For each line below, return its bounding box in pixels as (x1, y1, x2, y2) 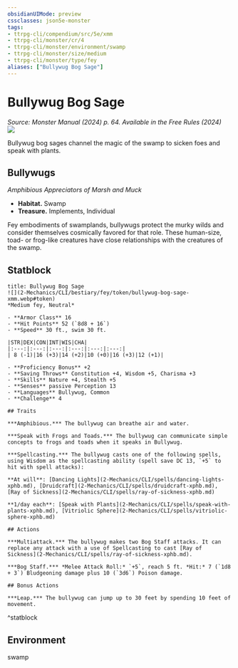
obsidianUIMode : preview (7, 10, 81, 18)
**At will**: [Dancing (7, 476, 75, 484)
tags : (7, 24, 24, 31)
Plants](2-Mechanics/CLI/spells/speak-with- (96, 501, 232, 508)
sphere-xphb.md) (7, 513, 56, 521)
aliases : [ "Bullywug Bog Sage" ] (7, 63, 103, 71)
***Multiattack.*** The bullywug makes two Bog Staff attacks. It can (7, 538, 222, 546)
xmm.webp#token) (7, 296, 56, 303)
